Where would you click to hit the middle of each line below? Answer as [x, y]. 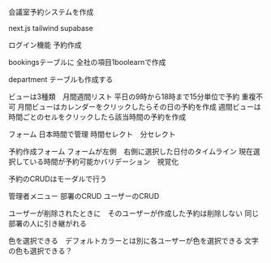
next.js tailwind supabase [51, 28]
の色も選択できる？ [41, 251]
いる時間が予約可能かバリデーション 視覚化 [104, 162]
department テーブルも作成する [61, 79]
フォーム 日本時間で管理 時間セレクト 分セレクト [92, 134]
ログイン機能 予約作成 [45, 45]
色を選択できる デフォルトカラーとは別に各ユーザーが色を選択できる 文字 [134, 241]
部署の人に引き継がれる [47, 223]
